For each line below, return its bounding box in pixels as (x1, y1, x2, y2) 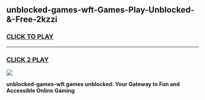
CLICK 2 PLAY (6, 55, 49, 64)
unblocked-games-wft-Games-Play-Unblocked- (6, 5, 195, 15)
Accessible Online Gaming (6, 87, 75, 94)
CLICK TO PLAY (6, 33, 54, 41)
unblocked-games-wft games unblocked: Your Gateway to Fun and (6, 80, 180, 87)
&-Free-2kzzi (6, 15, 58, 25)
